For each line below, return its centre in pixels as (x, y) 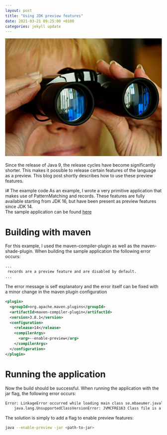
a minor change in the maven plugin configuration (56, 292)
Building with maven (48, 232)
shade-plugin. (19, 251)
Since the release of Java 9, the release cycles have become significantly (80, 165)
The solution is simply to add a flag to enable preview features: (70, 418)
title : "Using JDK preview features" (44, 16)
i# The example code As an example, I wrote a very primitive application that (83, 191)
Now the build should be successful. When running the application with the (82, 388)
